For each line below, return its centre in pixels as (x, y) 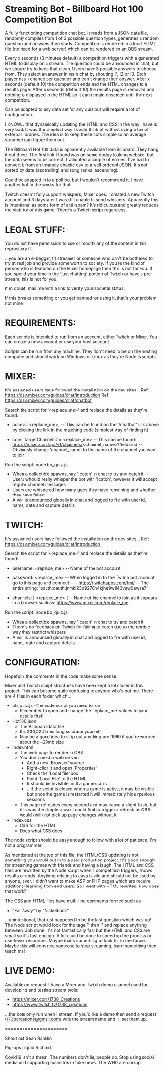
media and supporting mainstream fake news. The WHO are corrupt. (74, 1062)
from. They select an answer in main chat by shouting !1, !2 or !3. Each (76, 74)
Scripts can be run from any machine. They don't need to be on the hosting (81, 351)
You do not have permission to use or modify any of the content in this (76, 243)
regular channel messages (39, 484)
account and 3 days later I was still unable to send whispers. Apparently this (82, 199)
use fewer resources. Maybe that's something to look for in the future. (76, 940)
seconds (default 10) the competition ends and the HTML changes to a (76, 84)
